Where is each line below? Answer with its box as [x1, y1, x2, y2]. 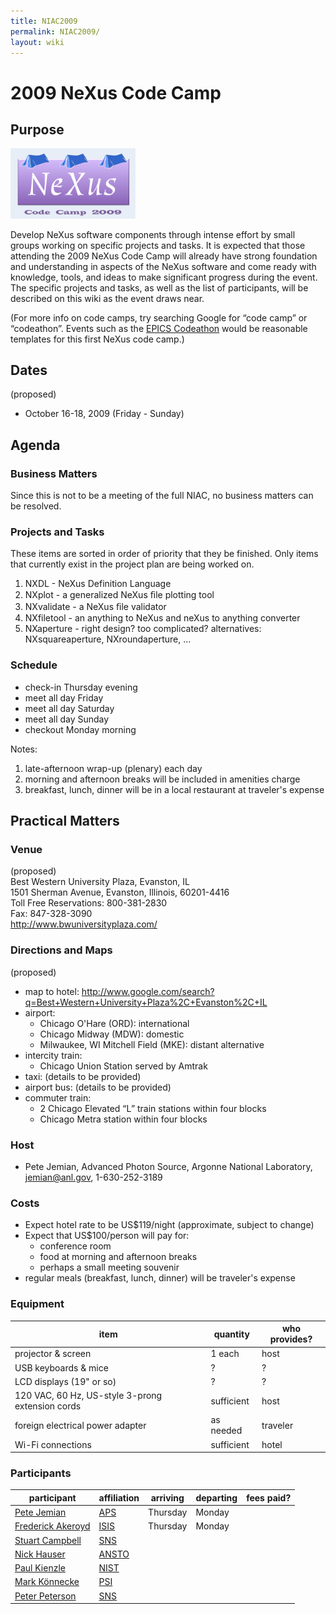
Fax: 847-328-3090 [10, 908, 93, 920]
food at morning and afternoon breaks [39, 1251, 198, 1263]
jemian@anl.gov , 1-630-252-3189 [24, 1171, 163, 1184]
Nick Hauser [14, 1548, 66, 1560]
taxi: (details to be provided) [24, 1070, 142, 1082]
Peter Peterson [14, 1590, 77, 1602]
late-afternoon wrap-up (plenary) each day [24, 762, 203, 774]
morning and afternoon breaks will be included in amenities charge [24, 773, 301, 785]
